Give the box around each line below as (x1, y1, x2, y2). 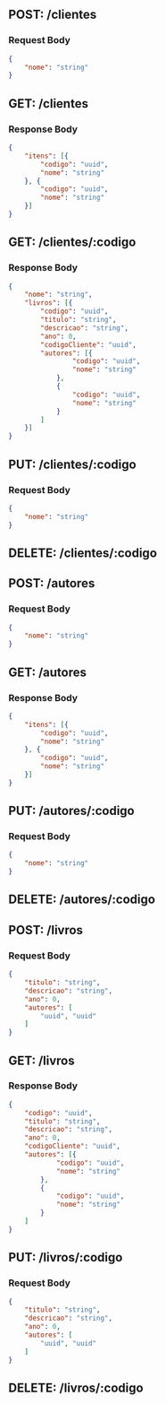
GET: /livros (8, 1053, 75, 1068)
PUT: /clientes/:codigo (8, 456, 137, 472)
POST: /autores (8, 576, 95, 591)
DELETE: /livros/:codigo (8, 1380, 144, 1395)
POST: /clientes (8, 7, 97, 22)
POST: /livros (8, 923, 84, 938)
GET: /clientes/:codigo (8, 235, 137, 250)
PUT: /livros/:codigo (8, 1250, 123, 1265)
